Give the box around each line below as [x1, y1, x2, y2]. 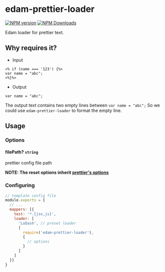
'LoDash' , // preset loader [18, 220, 77, 226]
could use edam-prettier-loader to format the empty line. [5, 108, 122, 113]
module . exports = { [5, 198, 45, 203]
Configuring [5, 182, 35, 189]
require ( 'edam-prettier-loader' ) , [23, 230, 94, 235]
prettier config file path [5, 160, 52, 166]
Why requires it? [5, 44, 57, 53]
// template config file [5, 193, 56, 198]
